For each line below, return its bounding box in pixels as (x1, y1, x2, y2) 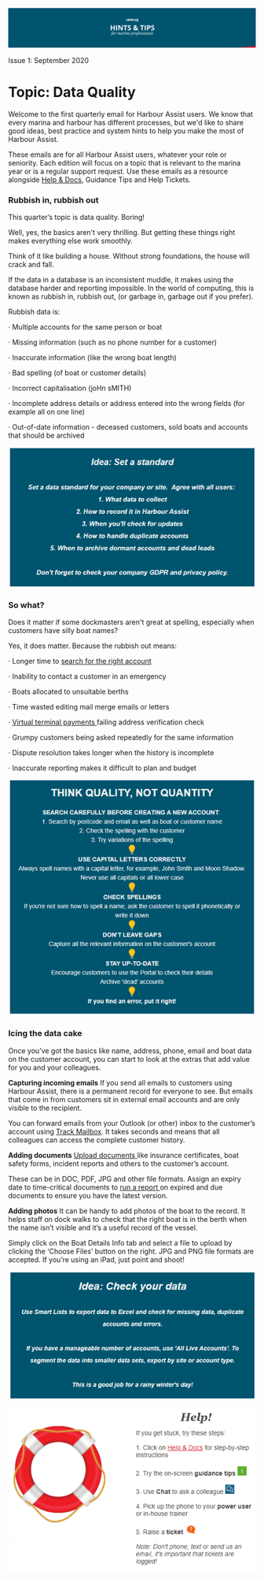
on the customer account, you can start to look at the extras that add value (8, 1054, 250, 1063)
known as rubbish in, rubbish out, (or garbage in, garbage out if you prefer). (8, 292, 254, 301)
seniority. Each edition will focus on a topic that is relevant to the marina (8, 158, 241, 167)
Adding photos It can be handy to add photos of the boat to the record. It (8, 1206, 246, 1216)
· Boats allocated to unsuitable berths (8, 687, 129, 697)
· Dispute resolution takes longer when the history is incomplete (8, 748, 214, 758)
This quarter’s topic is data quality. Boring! (8, 212, 145, 222)
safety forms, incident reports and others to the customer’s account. (8, 1159, 229, 1168)
